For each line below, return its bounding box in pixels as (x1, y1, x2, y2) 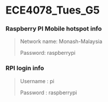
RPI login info (5, 64, 44, 73)
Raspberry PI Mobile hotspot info (5, 25, 102, 33)
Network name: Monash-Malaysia (19, 38, 103, 45)
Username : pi (19, 77, 54, 84)
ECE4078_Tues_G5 (5, 4, 100, 17)
